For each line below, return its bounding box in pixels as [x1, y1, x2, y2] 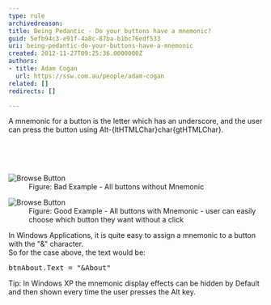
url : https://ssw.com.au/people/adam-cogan [15, 72, 164, 80]
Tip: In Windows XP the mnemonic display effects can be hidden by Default [8, 278, 260, 288]
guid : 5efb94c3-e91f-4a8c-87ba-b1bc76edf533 [8, 34, 161, 43]
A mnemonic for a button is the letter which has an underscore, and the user [8, 116, 263, 126]
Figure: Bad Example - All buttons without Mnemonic [28, 182, 205, 192]
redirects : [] [8, 87, 57, 95]
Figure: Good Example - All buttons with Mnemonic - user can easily [28, 206, 256, 216]
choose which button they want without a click [28, 215, 184, 225]
